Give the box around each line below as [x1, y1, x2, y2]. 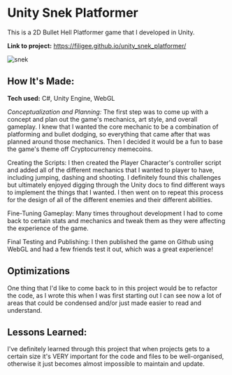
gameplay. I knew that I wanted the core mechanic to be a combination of [7, 122, 219, 131]
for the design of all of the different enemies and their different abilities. [7, 195, 213, 204]
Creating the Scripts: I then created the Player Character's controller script [7, 158, 222, 167]
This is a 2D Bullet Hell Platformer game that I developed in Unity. [7, 28, 195, 36]
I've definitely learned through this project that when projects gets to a [7, 345, 210, 353]
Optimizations [7, 265, 70, 277]
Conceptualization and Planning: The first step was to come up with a [7, 107, 208, 116]
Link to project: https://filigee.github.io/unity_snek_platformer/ [7, 41, 187, 50]
